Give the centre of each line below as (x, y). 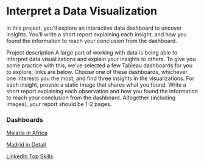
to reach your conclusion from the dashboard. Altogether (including (91, 98)
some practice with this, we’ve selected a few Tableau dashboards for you (100, 65)
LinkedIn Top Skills (30, 156)
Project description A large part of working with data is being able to (92, 52)
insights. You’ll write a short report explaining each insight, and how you (97, 34)
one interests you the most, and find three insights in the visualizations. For (100, 78)
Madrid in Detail (26, 145)
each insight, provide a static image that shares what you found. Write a (97, 85)
